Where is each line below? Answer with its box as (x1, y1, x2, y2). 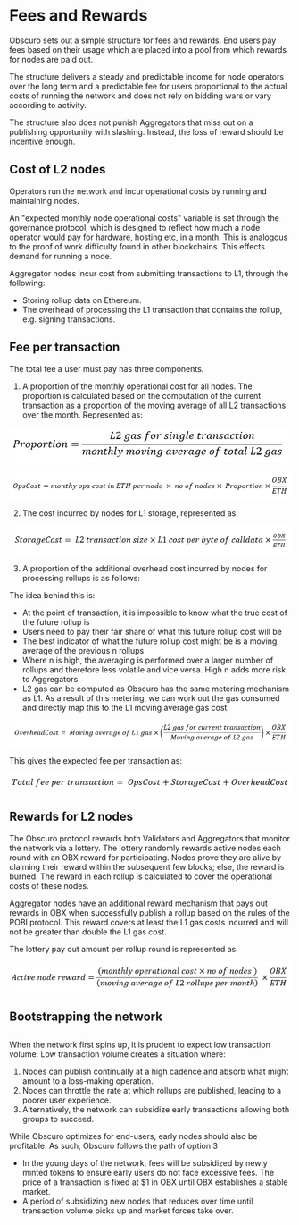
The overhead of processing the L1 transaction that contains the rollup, (21, 304, 283, 315)
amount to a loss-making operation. (21, 1076, 154, 1086)
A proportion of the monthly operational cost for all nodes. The (21, 381, 253, 392)
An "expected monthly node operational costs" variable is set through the (9, 212, 279, 224)
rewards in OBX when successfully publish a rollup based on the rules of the (9, 907, 290, 917)
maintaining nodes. (9, 195, 79, 206)
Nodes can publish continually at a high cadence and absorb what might (21, 1066, 289, 1077)
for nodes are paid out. (9, 54, 94, 64)
